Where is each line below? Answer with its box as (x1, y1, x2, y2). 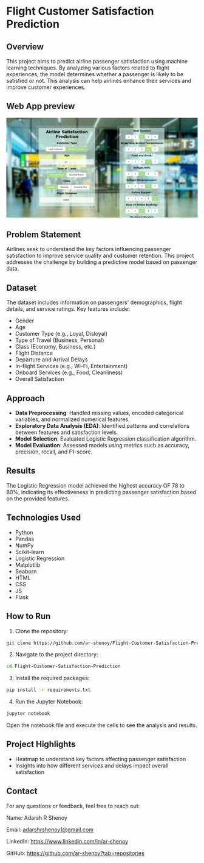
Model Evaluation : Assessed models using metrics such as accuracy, (15, 442, 189, 449)
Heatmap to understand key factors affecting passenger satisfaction (15, 755, 186, 762)
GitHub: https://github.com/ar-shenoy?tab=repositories (6, 849, 144, 857)
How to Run (6, 611, 51, 622)
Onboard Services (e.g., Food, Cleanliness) (15, 369, 123, 376)
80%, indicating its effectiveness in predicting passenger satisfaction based (6, 488, 196, 495)
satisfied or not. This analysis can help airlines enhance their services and (6, 77, 192, 84)
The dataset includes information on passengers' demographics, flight (6, 299, 182, 306)
